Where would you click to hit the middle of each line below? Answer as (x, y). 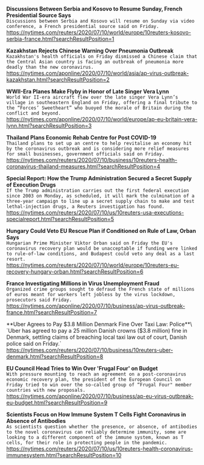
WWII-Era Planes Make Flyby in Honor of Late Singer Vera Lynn (88, 91)
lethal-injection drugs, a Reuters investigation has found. (86, 207)
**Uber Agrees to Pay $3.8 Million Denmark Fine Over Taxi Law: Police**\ (99, 324)
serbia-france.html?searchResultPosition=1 (60, 39)
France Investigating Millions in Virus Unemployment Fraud (83, 283)
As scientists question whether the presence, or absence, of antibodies (102, 427)
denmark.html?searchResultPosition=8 (55, 357)
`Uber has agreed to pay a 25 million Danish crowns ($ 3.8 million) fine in (97, 331)
